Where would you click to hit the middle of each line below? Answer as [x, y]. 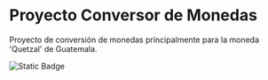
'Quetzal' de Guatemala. [53, 48]
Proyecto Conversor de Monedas [133, 15]
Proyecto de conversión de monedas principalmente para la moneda [134, 40]
